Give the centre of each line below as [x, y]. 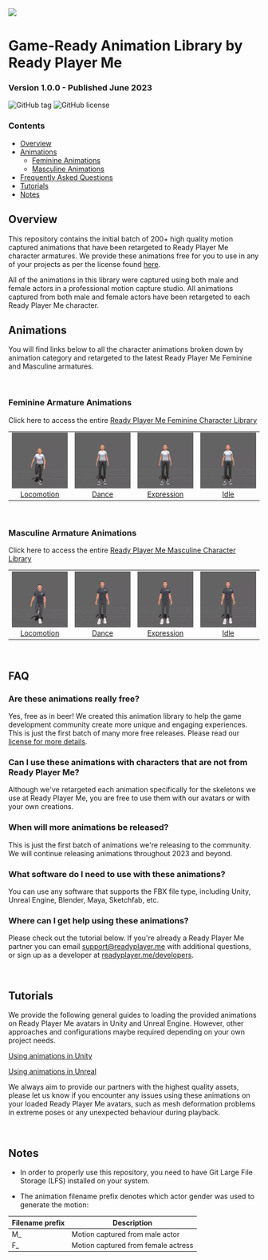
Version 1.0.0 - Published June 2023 [81, 88]
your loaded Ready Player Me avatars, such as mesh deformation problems [132, 1104]
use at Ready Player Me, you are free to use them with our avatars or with [129, 798]
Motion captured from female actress [132, 1245]
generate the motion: [54, 1205]
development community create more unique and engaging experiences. [128, 725]
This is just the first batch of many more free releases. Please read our [124, 733]
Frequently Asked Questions [66, 177]
